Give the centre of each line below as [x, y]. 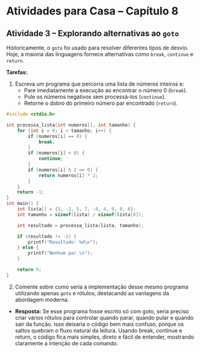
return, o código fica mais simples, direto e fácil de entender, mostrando [105, 337]
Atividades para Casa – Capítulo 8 [92, 11]
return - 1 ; [31, 192]
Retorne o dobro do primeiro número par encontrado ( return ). [101, 103]
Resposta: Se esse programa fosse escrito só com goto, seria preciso [102, 311]
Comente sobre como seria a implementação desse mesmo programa [102, 287]
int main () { [23, 204]
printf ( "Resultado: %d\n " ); [63, 242]
